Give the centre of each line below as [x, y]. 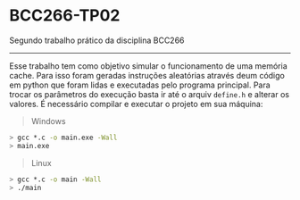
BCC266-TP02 [65, 16]
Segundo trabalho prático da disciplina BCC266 [97, 40]
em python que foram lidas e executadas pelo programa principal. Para [140, 85]
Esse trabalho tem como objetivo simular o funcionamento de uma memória [148, 66]
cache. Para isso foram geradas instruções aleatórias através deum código [147, 75]
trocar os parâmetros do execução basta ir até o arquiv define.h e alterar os [150, 94]
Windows [48, 121]
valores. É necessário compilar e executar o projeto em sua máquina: [136, 104]
